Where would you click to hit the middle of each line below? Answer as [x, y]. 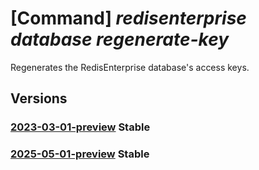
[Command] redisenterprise [128, 18]
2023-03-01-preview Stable [80, 127]
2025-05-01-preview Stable [80, 154]
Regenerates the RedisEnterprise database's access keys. [130, 67]
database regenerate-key [120, 39]
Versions [39, 98]
